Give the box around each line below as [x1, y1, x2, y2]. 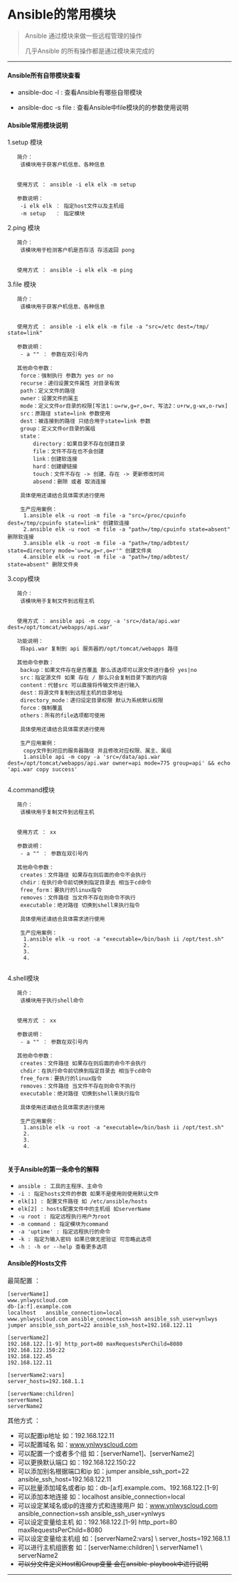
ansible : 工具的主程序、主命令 [17, 1182, 103, 1190]
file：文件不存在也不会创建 [33, 448, 105, 455]
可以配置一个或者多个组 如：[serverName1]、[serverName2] [17, 1449, 195, 1457]
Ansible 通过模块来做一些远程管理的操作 [24, 31, 142, 40]
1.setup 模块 [7, 138, 43, 147]
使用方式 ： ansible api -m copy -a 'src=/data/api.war [16, 618, 181, 625]
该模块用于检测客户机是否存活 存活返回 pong [20, 247, 135, 254]
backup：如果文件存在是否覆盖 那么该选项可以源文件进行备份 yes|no [20, 667, 198, 674]
